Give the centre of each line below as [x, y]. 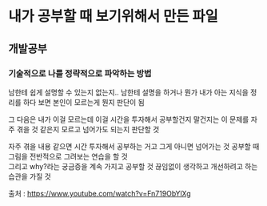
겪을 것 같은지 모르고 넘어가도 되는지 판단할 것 [88, 129]
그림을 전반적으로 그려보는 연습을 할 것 [68, 156]
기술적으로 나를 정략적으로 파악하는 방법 [80, 73]
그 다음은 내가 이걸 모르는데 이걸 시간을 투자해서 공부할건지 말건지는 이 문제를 [129, 119]
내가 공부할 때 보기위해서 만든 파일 [113, 16]
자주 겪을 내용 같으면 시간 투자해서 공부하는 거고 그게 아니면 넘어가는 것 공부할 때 [134, 146]
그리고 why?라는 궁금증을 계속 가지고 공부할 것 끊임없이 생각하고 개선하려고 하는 [133, 166]
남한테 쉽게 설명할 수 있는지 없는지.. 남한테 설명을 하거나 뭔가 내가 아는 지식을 [129, 92]
